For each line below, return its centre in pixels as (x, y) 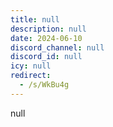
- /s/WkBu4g (44, 85)
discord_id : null (46, 57)
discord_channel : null (57, 47)
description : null (48, 29)
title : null (35, 19)
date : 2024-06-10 (46, 38)
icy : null (31, 66)
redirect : (31, 76)
